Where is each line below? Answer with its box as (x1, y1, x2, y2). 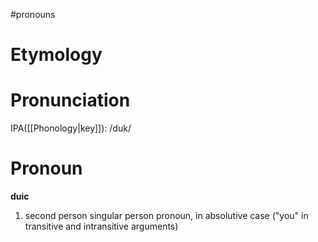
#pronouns (10, 9, 56, 20)
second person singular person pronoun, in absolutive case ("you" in (24, 210, 309, 222)
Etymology (10, 44, 103, 66)
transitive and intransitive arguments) (24, 220, 179, 233)
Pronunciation (10, 89, 131, 112)
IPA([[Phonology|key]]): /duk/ (10, 122, 132, 134)
